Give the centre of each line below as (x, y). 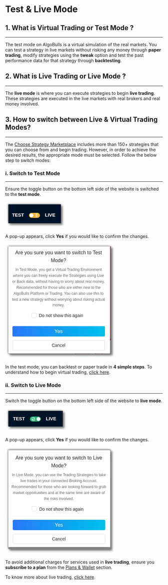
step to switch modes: (28, 160)
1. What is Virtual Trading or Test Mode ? (69, 28)
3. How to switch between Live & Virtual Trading (81, 120)
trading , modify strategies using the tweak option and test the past (74, 55)
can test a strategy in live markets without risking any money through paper (83, 50)
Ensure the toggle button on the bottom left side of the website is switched (82, 189)
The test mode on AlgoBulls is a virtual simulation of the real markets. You (81, 44)
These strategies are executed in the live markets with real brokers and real (83, 98)
